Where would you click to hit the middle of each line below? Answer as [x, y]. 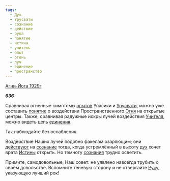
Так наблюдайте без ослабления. [41, 132]
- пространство [26, 72]
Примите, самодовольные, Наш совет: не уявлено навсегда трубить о [82, 162]
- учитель [20, 48]
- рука [17, 34]
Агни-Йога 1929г [23, 86]
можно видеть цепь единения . [39, 122]
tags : [11, 10]
